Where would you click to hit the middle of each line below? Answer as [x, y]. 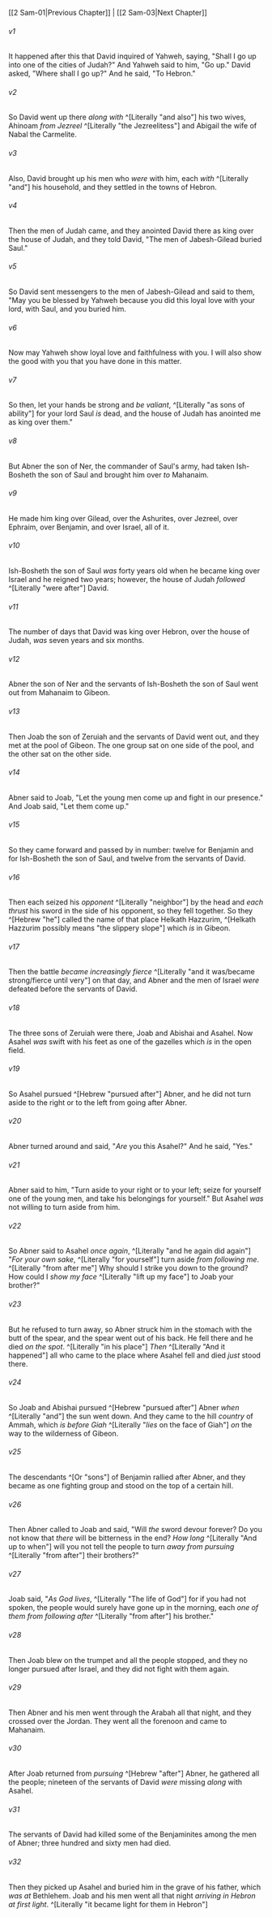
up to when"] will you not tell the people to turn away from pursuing [121, 1547]
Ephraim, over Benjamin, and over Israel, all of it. [89, 527]
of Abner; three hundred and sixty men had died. [90, 1843]
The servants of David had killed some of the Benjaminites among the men [133, 1834]
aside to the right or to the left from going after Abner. [98, 1102]
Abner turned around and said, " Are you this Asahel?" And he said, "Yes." [131, 1146]
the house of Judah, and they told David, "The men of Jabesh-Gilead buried [135, 239]
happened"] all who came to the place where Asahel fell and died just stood [135, 1355]
